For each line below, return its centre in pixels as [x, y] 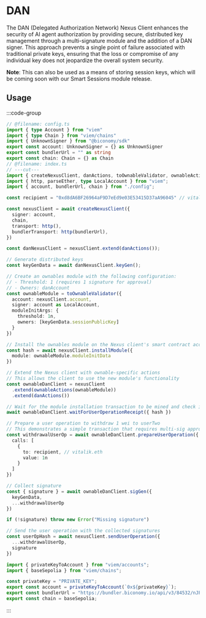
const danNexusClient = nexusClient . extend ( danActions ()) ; [83, 249]
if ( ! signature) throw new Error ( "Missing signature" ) [78, 520]
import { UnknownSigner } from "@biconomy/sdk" [68, 141]
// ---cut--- [23, 169]
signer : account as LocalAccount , [56, 305]
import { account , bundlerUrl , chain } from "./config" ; [81, 187]
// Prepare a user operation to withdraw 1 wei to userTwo [83, 423]
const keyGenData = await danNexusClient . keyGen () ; [74, 265]
